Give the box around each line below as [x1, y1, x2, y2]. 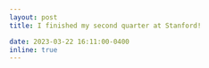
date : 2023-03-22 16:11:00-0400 [9, 37, 130, 46]
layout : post [9, 12, 58, 22]
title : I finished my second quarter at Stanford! [9, 21, 202, 30]
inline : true [9, 45, 58, 54]
